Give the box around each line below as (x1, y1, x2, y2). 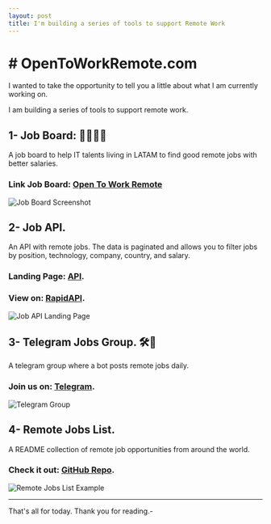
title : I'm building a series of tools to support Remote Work (8, 19, 226, 27)
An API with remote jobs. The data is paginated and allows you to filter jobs (8, 242, 258, 251)
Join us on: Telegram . (8, 381, 95, 392)
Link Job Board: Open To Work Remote (8, 179, 163, 190)
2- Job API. (8, 220, 66, 235)
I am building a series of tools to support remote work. (8, 105, 189, 115)
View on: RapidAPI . (8, 293, 85, 304)
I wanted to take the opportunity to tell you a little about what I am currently (8, 81, 258, 91)
